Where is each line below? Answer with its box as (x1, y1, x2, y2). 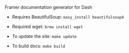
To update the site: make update (12, 33, 77, 39)
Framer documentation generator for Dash (5, 4, 92, 10)
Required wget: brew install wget (12, 23, 83, 29)
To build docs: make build (12, 43, 66, 49)
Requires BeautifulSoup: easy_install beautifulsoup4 (12, 14, 124, 19)
